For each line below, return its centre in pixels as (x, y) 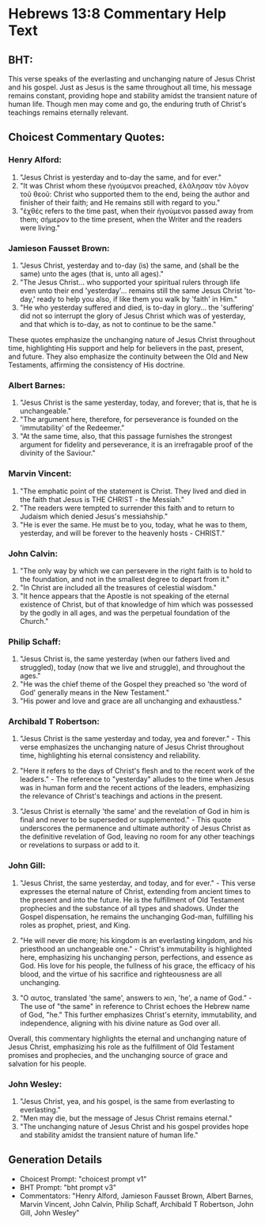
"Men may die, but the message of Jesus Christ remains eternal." (126, 1118)
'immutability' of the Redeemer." (72, 428)
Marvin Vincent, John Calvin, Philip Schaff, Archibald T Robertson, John (137, 1204)
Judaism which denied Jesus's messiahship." (94, 516)
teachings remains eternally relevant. (68, 112)
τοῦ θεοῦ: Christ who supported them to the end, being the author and (134, 194)
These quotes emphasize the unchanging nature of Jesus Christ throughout (132, 339)
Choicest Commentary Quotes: (87, 137)
